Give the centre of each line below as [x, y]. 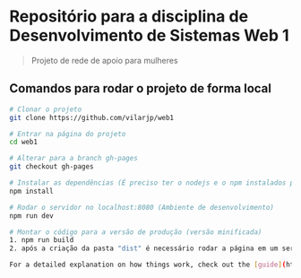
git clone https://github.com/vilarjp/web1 [92, 117]
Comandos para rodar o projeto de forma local [140, 88]
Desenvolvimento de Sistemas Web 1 [149, 35]
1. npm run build [42, 240]
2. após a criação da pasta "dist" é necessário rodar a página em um [144, 248]
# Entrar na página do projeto [68, 134]
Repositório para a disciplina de [129, 17]
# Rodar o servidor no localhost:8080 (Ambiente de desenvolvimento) [142, 207]
